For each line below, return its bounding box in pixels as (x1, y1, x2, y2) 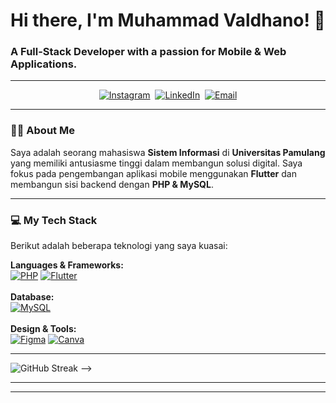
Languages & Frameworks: (10, 259, 124, 271)
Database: (10, 291, 55, 303)
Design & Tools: (10, 323, 77, 335)
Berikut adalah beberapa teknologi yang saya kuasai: (10, 240, 228, 252)
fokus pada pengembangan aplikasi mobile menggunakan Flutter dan (10, 167, 297, 179)
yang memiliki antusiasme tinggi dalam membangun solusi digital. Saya (10, 157, 303, 169)
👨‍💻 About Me (10, 124, 75, 138)
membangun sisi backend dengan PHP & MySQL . (10, 178, 214, 190)
